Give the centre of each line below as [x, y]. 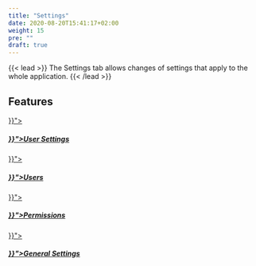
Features [31, 102]
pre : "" [21, 38]
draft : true [28, 45]
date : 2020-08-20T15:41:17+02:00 [64, 23]
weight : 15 [26, 30]
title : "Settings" [39, 16]
